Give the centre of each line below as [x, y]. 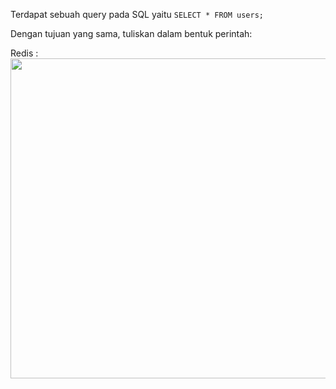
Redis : [24, 53]
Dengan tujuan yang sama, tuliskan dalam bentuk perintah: [131, 33]
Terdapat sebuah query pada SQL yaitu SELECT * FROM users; [137, 14]
